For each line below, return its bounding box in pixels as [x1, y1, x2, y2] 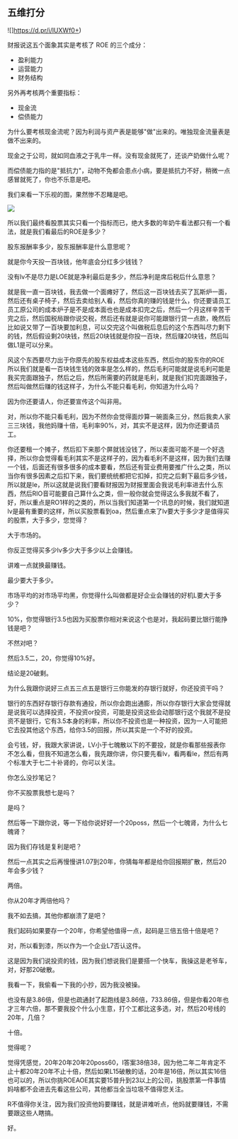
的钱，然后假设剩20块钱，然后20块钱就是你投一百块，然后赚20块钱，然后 [7, 331, 223, 340]
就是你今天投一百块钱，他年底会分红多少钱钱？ [7, 257, 144, 265]
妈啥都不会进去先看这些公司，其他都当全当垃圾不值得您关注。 [7, 1084, 188, 1093]
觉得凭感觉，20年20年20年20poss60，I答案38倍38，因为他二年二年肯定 [7, 1058, 220, 1067]
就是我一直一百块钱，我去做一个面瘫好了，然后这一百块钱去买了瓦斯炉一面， [7, 287, 231, 296]
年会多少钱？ [7, 866, 45, 874]
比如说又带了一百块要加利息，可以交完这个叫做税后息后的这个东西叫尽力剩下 [7, 323, 231, 331]
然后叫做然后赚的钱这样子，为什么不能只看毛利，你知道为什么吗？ [7, 382, 200, 391]
